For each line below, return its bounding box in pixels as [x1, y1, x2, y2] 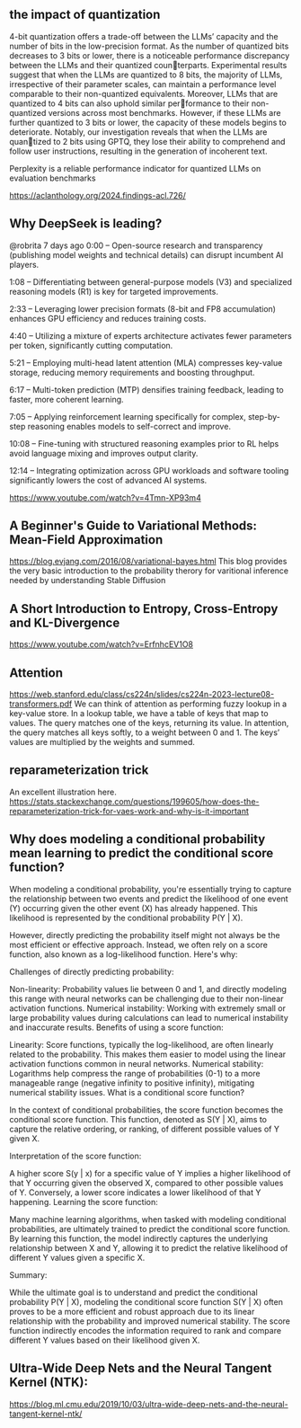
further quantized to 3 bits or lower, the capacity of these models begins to [9, 117, 288, 128]
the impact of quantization [9, 7, 161, 22]
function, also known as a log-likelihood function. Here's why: [9, 948, 238, 960]
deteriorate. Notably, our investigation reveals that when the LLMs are [9, 126, 268, 137]
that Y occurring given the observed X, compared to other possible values [9, 1177, 284, 1188]
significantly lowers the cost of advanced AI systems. [9, 475, 208, 485]
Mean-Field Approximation [9, 532, 164, 547]
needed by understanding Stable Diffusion [9, 575, 166, 586]
